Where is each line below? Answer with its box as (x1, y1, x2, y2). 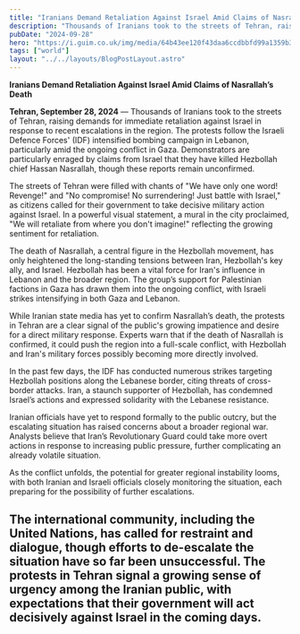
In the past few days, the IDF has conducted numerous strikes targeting (9, 366, 272, 376)
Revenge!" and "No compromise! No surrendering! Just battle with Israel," (9, 190, 281, 201)
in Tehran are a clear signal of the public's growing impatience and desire (9, 320, 279, 330)
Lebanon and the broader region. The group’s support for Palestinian (9, 274, 262, 285)
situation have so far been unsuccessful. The (9, 554, 266, 570)
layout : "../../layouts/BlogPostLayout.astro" (9, 55, 186, 64)
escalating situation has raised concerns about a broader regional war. (9, 422, 269, 432)
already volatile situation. (9, 450, 101, 460)
